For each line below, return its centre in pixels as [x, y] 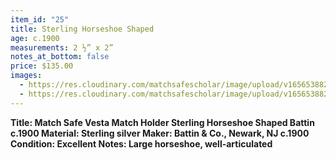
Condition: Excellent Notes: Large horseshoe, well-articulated [141, 143]
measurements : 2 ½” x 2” [62, 47]
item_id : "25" [40, 19]
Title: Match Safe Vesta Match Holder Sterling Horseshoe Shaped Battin [162, 122]
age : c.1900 [35, 38]
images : [26, 76]
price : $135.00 [42, 66]
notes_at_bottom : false [60, 57]
